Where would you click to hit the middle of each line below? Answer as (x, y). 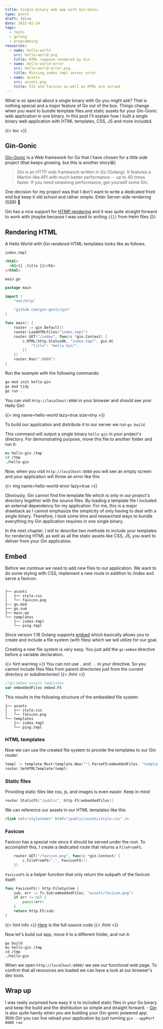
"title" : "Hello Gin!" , (55, 346)
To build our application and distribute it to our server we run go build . (76, 424)
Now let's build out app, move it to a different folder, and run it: (68, 934)
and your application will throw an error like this (52, 477)
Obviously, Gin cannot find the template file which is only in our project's (78, 496)
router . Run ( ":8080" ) (34, 359)
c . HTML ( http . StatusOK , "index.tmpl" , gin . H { (68, 341)
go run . (14, 391)
